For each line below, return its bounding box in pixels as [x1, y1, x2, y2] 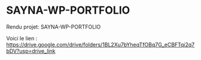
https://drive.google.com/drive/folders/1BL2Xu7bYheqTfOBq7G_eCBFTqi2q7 [6, 41, 195, 48]
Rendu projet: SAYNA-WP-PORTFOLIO [6, 23, 101, 30]
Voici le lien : [6, 34, 38, 42]
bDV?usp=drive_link [6, 47, 56, 54]
